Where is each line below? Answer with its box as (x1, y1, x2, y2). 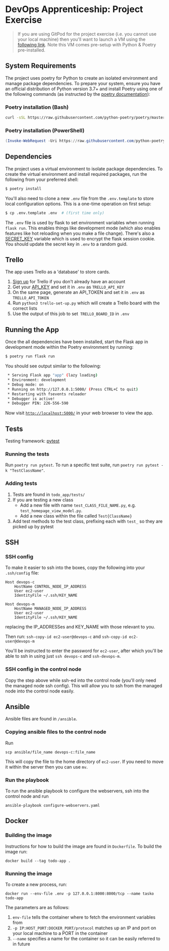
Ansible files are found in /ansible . (5, 716, 77, 722)
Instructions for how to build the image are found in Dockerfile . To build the (5, 843, 162, 849)
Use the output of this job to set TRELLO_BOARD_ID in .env (12, 311, 130, 317)
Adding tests (5, 480, 38, 487)
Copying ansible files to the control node (5, 728, 107, 735)
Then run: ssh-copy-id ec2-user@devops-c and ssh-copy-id (5, 633, 127, 640)
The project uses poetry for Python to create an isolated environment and (5, 75, 157, 81)
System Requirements (5, 61, 76, 70)
